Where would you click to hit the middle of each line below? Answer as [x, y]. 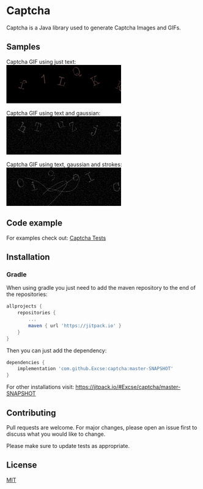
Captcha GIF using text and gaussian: [54, 113]
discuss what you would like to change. [56, 434]
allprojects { [24, 306]
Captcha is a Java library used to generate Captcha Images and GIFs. [94, 28]
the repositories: [27, 294]
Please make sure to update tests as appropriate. [68, 445]
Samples [24, 47]
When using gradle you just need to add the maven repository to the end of [101, 288]
